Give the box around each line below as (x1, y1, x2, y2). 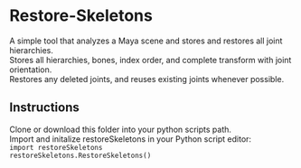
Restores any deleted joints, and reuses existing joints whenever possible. (9, 73, 285, 84)
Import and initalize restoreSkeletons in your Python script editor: (9, 133, 251, 145)
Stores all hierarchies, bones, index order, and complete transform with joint (9, 54, 292, 65)
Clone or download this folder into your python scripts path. (9, 124, 232, 135)
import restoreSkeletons (9, 143, 103, 152)
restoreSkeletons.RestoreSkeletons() (9, 151, 152, 160)
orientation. (9, 64, 52, 75)
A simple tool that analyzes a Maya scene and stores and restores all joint (9, 35, 283, 46)
